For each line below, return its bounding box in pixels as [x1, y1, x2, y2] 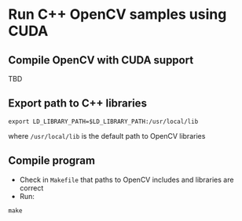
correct [19, 183, 44, 193]
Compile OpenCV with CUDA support [8, 53, 194, 67]
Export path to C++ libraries [8, 96, 148, 110]
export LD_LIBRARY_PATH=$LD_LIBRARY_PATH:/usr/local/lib [8, 118, 199, 125]
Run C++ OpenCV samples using [8, 5, 227, 24]
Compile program [8, 154, 96, 168]
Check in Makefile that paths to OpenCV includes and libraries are [19, 175, 234, 184]
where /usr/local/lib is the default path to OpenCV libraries [8, 131, 206, 140]
